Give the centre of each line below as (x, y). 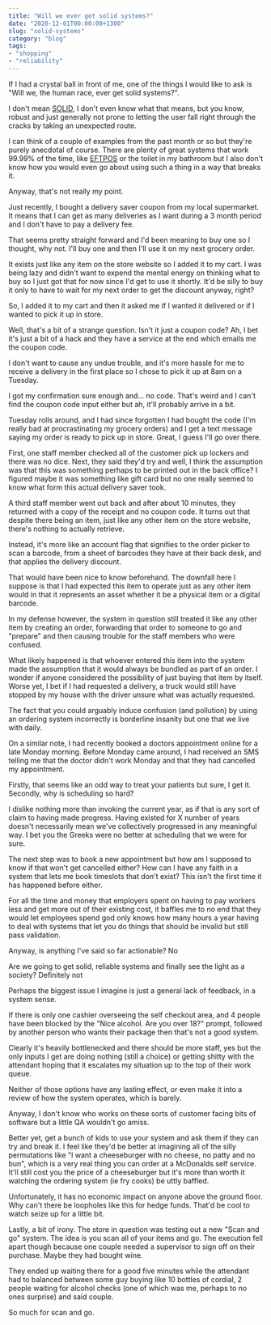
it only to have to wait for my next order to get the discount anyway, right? (131, 290)
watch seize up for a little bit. (57, 1213)
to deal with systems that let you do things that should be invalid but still (129, 926)
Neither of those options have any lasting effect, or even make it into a (125, 1089)
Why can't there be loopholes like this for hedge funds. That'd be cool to (129, 1205)
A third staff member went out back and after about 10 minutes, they (122, 503)
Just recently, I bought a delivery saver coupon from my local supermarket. (134, 206)
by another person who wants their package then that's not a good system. (134, 1032)
